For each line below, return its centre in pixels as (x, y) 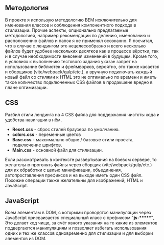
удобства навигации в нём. (34, 120)
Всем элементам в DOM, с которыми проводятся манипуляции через (78, 213)
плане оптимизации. (26, 87)
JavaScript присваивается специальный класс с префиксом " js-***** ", (80, 218)
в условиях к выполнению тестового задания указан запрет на (71, 61)
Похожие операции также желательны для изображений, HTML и (74, 180)
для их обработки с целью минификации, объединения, (64, 170)
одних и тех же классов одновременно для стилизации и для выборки (79, 233)
